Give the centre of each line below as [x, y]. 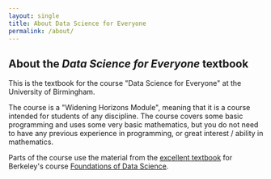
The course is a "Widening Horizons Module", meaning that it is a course [129, 108]
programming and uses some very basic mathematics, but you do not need [133, 125]
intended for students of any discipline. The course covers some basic [126, 116]
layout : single [34, 16]
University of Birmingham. [52, 92]
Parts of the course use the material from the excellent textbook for [121, 158]
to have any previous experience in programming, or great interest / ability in [136, 134]
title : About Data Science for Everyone [78, 23]
